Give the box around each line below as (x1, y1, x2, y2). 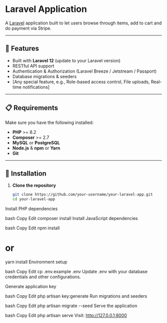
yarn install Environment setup (5, 259, 68, 265)
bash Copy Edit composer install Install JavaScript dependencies (5, 215, 138, 221)
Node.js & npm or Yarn (12, 145, 61, 151)
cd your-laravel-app (12, 197, 55, 202)
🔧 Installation (5, 169, 47, 178)
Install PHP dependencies (5, 206, 58, 212)
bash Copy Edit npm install (5, 225, 60, 231)
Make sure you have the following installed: (5, 119, 94, 125)
